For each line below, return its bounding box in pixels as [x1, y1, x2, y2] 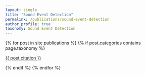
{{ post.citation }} [5, 55, 41, 61]
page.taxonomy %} [5, 45, 45, 51]
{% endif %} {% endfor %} [5, 65, 61, 71]
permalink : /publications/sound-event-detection [5, 17, 110, 22]
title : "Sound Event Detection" [5, 12, 73, 17]
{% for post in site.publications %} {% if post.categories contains [5, 40, 141, 46]
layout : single [5, 7, 37, 13]
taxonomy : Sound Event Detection [5, 26, 76, 31]
